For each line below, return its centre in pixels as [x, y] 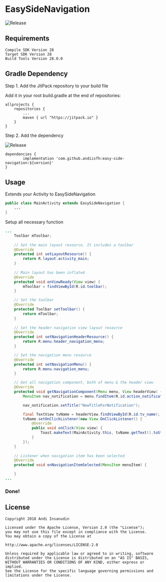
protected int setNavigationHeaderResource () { [64, 337]
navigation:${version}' [30, 163]
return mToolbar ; [41, 314]
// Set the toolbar [34, 300]
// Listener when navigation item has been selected [69, 456]
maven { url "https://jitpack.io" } [61, 118]
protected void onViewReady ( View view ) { [57, 282]
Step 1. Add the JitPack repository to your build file [57, 86]
